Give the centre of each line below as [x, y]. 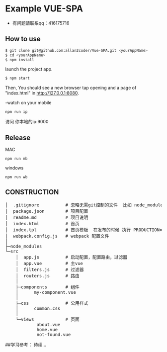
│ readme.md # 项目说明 [47, 217]
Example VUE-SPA [44, 9]
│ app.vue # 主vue [49, 263]
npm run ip [16, 112]
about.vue [48, 324]
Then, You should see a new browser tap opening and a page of [71, 88]
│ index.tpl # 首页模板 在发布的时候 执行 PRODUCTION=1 [85, 230]
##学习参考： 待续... [26, 345]
